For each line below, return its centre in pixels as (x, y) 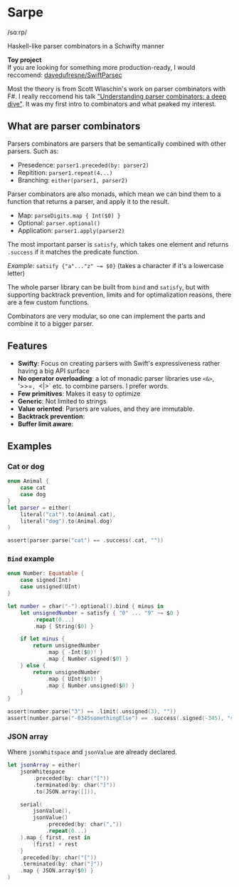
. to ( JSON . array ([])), (65, 791)
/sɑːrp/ (17, 32)
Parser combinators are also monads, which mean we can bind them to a (114, 194)
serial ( (31, 804)
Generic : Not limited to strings (62, 401)
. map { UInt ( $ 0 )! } (74, 679)
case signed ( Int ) (46, 580)
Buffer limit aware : (45, 424)
